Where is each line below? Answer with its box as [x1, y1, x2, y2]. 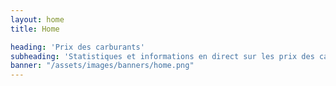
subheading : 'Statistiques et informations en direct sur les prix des [10, 51, 315, 61]
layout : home [10, 14, 65, 25]
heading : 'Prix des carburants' [10, 42, 145, 52]
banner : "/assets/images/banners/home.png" [10, 61, 195, 71]
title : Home [10, 24, 60, 34]
